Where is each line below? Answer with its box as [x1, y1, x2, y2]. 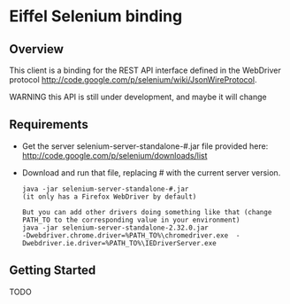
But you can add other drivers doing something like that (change [21, 207, 272, 216]
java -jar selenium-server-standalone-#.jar [21, 184, 189, 193]
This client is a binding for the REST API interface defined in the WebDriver [9, 65, 281, 75]
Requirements [9, 117, 88, 132]
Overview [9, 42, 65, 57]
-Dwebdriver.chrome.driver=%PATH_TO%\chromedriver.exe [21, 230, 229, 240]
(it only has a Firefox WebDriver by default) [21, 192, 197, 201]
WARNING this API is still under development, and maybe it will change [9, 91, 267, 102]
